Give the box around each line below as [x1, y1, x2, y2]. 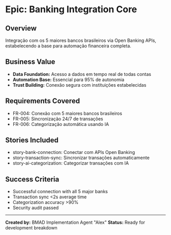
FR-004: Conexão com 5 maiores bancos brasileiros [12, 110, 122, 116]
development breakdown [5, 225, 58, 231]
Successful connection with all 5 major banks [12, 189, 108, 195]
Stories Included [5, 136, 59, 145]
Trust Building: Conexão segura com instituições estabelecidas [12, 82, 147, 88]
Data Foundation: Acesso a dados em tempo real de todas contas [12, 71, 152, 77]
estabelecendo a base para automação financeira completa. [5, 43, 131, 49]
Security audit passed [12, 205, 59, 211]
